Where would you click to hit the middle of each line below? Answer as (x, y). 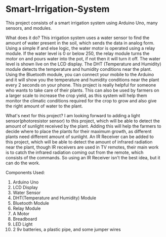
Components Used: (25, 172)
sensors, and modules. (29, 28)
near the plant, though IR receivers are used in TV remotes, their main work (82, 147)
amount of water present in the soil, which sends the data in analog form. (80, 43)
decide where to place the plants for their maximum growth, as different (79, 131)
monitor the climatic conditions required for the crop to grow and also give (81, 100)
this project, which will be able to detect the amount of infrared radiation (79, 142)
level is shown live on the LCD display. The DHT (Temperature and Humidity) (83, 64)
